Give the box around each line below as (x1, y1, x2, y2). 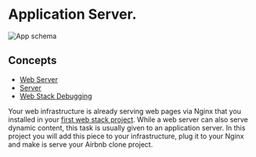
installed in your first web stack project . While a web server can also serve (8, 115, 248, 124)
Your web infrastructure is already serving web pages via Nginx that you (8, 106, 241, 116)
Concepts (8, 54, 57, 67)
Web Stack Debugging (19, 91, 92, 101)
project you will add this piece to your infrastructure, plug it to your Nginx (8, 131, 244, 141)
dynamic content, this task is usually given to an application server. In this (8, 123, 246, 132)
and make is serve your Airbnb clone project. (8, 139, 153, 149)
